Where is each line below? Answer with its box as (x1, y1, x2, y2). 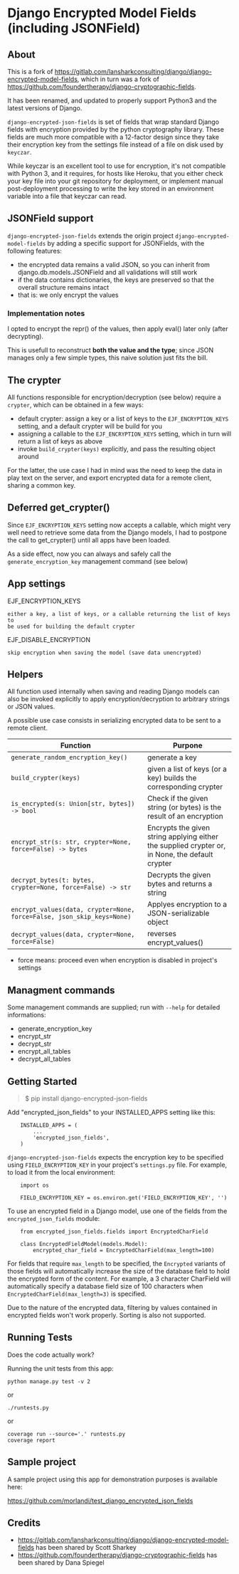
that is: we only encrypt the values (17, 290, 119, 299)
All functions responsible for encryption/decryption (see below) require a (7, 393, 222, 402)
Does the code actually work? (7, 1350, 95, 1359)
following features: (7, 246, 63, 255)
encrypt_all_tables (17, 1047, 71, 1056)
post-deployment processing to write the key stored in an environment (7, 184, 214, 193)
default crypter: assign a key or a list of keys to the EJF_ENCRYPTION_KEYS (17, 414, 229, 423)
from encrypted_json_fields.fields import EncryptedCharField (20, 1228, 208, 1235)
